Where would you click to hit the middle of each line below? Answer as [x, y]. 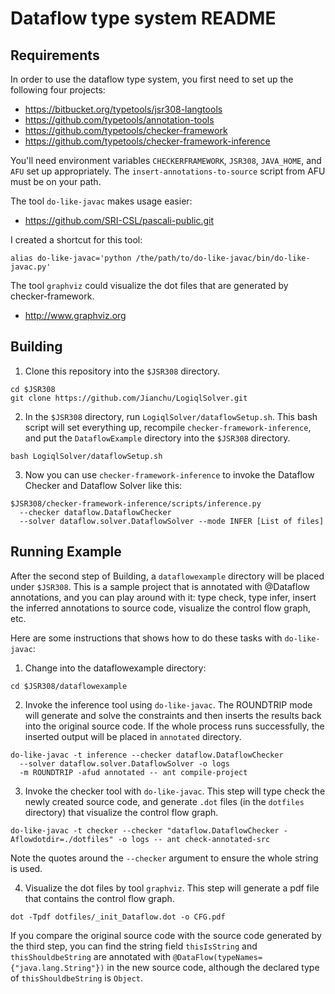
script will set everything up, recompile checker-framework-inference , [168, 427]
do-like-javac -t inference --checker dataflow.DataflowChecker [147, 755]
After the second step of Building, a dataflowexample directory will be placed [167, 576]
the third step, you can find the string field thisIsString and [134, 946]
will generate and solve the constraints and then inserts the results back [173, 715]
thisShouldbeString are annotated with [90, 956]
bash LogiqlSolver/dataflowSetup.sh [86, 456]
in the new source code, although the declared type [213, 967]
